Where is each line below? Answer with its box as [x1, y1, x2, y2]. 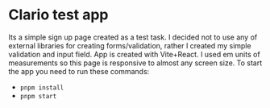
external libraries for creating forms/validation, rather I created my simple [8, 40, 251, 50]
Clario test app [8, 6, 109, 24]
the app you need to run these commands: [8, 66, 150, 76]
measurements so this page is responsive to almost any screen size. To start [8, 58, 263, 68]
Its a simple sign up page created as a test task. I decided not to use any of [8, 32, 258, 42]
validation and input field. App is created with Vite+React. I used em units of [8, 49, 260, 59]
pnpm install [19, 83, 64, 92]
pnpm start [19, 92, 57, 100]
